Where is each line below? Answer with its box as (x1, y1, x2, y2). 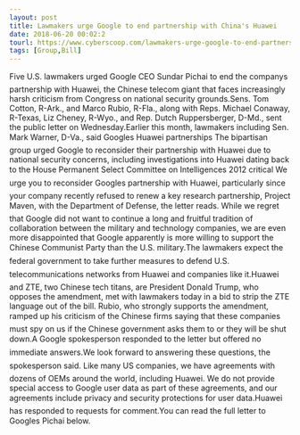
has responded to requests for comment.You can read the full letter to (9, 406, 266, 416)
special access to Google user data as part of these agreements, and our (9, 382, 279, 393)
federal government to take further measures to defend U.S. (9, 256, 230, 267)
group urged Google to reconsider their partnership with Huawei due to (9, 144, 271, 156)
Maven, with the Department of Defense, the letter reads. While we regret (9, 201, 279, 211)
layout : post (9, 12, 58, 22)
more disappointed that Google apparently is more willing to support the (9, 233, 274, 243)
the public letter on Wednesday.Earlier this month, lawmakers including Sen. (9, 122, 289, 133)
